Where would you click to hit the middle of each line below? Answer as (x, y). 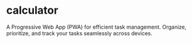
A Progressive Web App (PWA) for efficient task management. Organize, (96, 27)
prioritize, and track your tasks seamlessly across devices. (79, 33)
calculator (32, 10)
